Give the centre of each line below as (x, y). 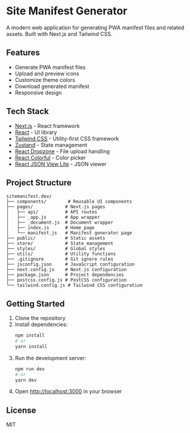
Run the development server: (50, 358)
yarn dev (26, 380)
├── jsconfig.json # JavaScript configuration (71, 264)
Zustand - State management (51, 145)
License (21, 410)
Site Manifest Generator (67, 11)
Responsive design (38, 92)
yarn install (31, 346)
